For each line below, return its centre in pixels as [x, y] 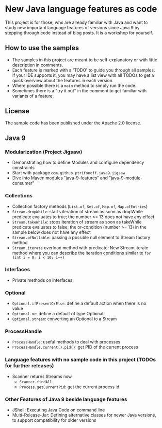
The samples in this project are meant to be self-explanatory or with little [85, 60]
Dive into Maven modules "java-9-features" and [60, 178]
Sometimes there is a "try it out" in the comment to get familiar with [79, 90]
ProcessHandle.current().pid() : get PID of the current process [75, 347]
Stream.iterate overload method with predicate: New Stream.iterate [80, 248]
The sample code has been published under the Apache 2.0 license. [73, 123]
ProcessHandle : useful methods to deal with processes [66, 342]
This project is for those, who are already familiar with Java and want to [76, 22]
